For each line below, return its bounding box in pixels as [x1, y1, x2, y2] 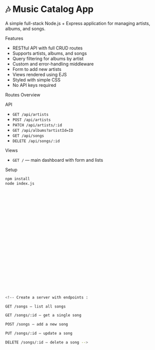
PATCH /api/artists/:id [12, 122, 62, 128]
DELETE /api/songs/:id [12, 138, 60, 143]
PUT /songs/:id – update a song [5, 331, 72, 336]
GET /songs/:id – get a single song [5, 313, 81, 318]
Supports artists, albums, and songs [12, 50, 87, 56]
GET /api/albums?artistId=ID [12, 128, 73, 133]
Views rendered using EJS [12, 71, 67, 77]
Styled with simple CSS [12, 76, 61, 83]
